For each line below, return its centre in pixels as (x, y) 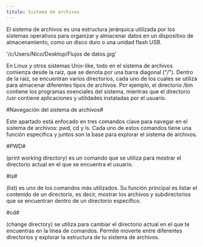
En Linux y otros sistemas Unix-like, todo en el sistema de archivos (90, 66)
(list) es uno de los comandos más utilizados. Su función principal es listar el (102, 188)
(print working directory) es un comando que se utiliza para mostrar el (94, 158)
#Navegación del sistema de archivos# (55, 109)
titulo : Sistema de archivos (43, 12)
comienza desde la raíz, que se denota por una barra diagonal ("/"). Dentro (100, 72)
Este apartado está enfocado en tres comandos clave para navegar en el (97, 121)
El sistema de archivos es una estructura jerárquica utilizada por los (91, 29)
